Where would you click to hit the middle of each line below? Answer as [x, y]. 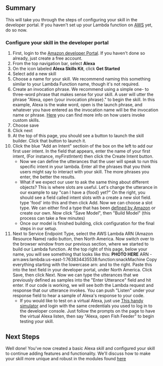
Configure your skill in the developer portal [57, 42]
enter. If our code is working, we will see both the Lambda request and [83, 285]
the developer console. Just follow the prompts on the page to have [87, 311]
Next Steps [23, 337]
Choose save [26, 125]
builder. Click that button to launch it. [49, 141]
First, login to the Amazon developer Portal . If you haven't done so [79, 53]
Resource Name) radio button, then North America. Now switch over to [83, 239]
